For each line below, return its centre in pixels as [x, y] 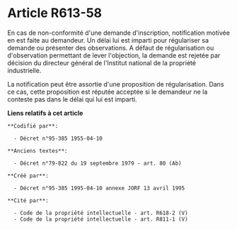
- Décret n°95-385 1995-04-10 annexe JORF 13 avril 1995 [99, 188]
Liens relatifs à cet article [45, 113]
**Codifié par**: [33, 126]
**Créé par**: [28, 175]
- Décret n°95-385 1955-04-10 [58, 138]
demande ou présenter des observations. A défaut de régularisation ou [111, 48]
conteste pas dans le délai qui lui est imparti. [72, 99]
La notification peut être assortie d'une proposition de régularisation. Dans [116, 84]
